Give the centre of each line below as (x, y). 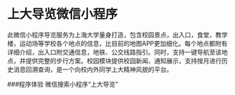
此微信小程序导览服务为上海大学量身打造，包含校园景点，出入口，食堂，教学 (117, 35)
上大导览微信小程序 (63, 14)
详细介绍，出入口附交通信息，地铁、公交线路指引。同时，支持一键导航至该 (114, 52)
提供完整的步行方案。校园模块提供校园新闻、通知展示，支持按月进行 (123, 60)
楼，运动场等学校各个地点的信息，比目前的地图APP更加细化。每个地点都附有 (117, 43)
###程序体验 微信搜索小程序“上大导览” (63, 84)
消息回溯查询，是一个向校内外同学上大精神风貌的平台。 (93, 69)
